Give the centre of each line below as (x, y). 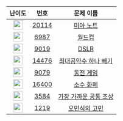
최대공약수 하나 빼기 (86, 61)
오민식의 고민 (86, 108)
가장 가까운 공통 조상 (86, 97)
